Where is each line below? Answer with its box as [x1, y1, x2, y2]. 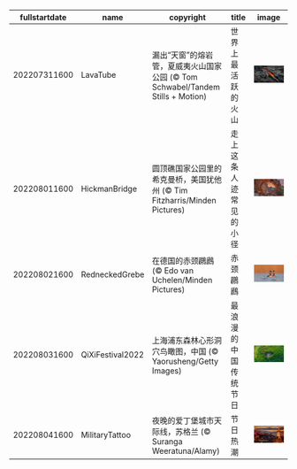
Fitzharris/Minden [151, 196, 217, 205]
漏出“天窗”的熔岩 [151, 50, 214, 60]
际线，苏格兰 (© [151, 426, 211, 436]
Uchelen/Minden [151, 274, 213, 285]
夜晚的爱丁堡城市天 [151, 415, 223, 426]
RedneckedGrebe [80, 269, 145, 280]
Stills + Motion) [151, 90, 208, 102]
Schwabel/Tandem [151, 81, 221, 92]
